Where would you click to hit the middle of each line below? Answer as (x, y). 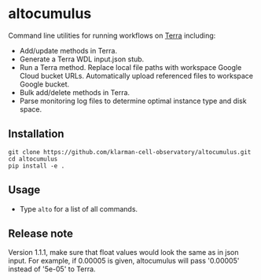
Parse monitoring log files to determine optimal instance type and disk (133, 101)
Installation (36, 134)
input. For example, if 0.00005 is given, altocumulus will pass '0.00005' (124, 261)
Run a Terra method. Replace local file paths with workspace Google (130, 67)
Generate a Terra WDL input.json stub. (82, 59)
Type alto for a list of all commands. (79, 208)
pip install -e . (37, 166)
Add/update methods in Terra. (68, 50)
